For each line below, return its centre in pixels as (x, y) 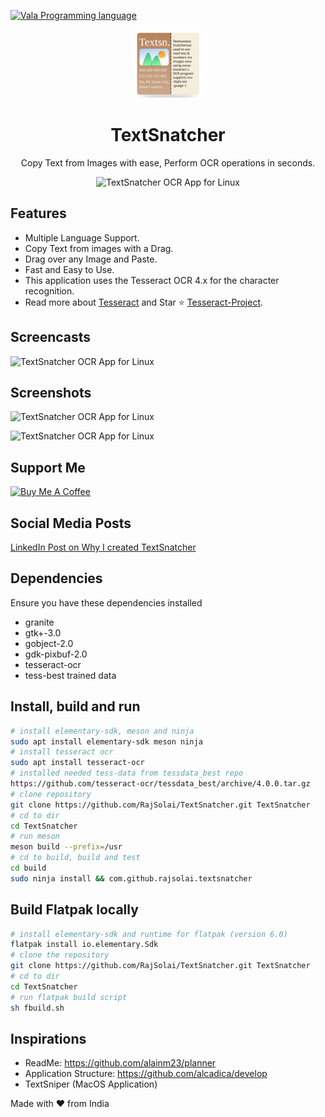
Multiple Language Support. (82, 237)
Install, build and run (75, 706)
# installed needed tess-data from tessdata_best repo (127, 773)
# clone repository (51, 794)
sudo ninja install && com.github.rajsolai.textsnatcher (131, 878)
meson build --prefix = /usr (66, 847)
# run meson (35, 836)
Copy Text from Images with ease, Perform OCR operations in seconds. (168, 162)
